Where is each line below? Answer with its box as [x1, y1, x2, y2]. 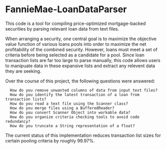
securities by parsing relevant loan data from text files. [5, 25, 119, 32]
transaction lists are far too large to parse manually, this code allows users [5, 57, 161, 63]
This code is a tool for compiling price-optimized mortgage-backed [5, 20, 146, 26]
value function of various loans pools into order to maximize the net [5, 41, 147, 47]
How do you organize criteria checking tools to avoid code [10, 114, 140, 120]
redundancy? [5, 118, 30, 124]
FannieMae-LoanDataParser [5, 4, 127, 15]
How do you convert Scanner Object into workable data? [10, 110, 130, 115]
